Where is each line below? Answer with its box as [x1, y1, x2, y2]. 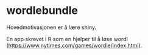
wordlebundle [6, 4, 78, 18]
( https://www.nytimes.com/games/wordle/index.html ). [6, 42, 143, 49]
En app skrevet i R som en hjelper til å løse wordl [6, 35, 128, 42]
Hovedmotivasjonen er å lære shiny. [6, 24, 96, 31]
